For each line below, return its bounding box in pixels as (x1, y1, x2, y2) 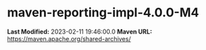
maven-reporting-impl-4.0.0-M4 (7, 5, 199, 21)
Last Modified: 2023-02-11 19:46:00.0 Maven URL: (7, 27, 152, 36)
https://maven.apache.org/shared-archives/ (7, 34, 131, 42)
